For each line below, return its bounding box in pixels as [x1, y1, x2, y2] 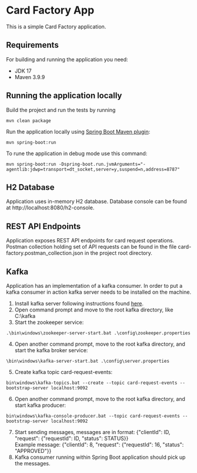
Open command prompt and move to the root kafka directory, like [14, 306, 173, 313]
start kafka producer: [14, 402, 66, 409]
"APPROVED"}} [14, 448, 52, 454]
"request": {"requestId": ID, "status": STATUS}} [14, 435, 129, 442]
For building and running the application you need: [6, 55, 128, 63]
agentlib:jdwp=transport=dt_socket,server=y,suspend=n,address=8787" [6, 166, 181, 172]
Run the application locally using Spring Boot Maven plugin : [6, 128, 151, 135]
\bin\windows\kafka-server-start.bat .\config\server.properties [6, 358, 169, 364]
